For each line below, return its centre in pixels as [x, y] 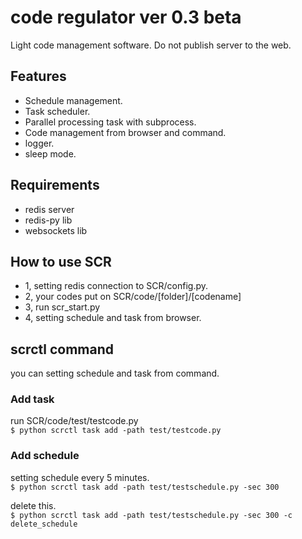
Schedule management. [73, 100]
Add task [32, 399]
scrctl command [62, 349]
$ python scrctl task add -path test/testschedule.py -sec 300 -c [151, 515]
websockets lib [56, 230]
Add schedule [45, 456]
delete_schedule [44, 524]
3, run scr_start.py [62, 307]
